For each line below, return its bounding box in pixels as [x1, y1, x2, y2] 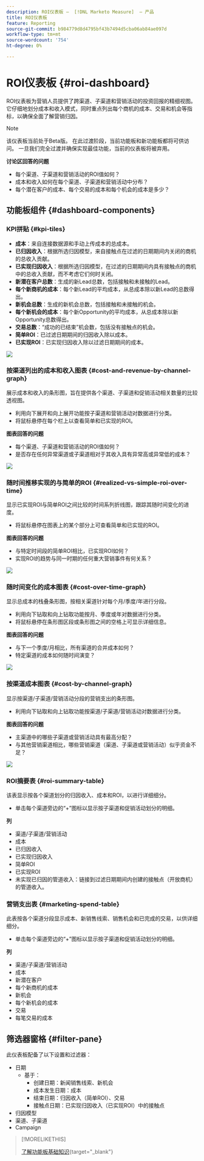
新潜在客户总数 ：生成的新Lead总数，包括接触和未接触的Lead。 [15, 277, 174, 285]
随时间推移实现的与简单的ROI [6, 478, 92, 487]
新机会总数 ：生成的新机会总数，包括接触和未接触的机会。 [15, 300, 159, 308]
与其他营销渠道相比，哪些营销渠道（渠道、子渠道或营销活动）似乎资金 [15, 741, 191, 748]
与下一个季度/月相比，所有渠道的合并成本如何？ [15, 644, 135, 651]
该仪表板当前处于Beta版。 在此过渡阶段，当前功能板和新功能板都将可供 [6, 137, 184, 144]
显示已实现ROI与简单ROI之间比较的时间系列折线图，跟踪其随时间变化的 [6, 501, 184, 509]
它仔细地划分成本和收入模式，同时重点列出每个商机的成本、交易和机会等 [6, 104, 187, 112]
